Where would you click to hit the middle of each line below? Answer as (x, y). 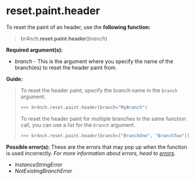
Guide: (14, 79)
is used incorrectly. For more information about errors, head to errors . (91, 153)
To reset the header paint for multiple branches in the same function (103, 118)
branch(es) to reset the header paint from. (66, 67)
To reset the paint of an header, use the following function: (78, 27)
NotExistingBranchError (43, 171)
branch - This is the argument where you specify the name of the (94, 61)
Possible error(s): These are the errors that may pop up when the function (97, 147)
